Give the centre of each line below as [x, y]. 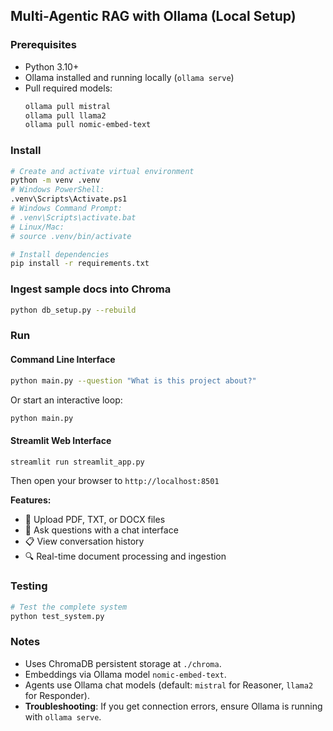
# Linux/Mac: [37, 227]
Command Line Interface [63, 360]
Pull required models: [68, 88]
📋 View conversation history [84, 541]
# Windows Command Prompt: [66, 209]
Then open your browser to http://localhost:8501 [115, 481]
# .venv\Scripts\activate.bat [73, 217]
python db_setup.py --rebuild [73, 310]
